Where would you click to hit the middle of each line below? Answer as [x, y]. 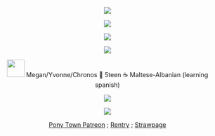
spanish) [107, 85]
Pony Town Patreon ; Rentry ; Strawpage [107, 125]
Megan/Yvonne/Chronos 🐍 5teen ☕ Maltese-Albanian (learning [117, 75]
